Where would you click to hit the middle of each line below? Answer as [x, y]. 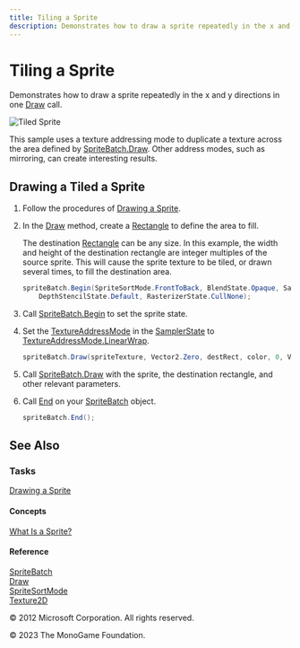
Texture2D [29, 600]
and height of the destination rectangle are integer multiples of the [145, 253]
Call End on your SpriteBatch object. [89, 401]
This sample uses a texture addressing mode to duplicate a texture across [146, 139]
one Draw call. [36, 105]
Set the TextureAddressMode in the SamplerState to [118, 331]
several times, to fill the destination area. [97, 272]
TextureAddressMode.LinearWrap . [86, 341]
